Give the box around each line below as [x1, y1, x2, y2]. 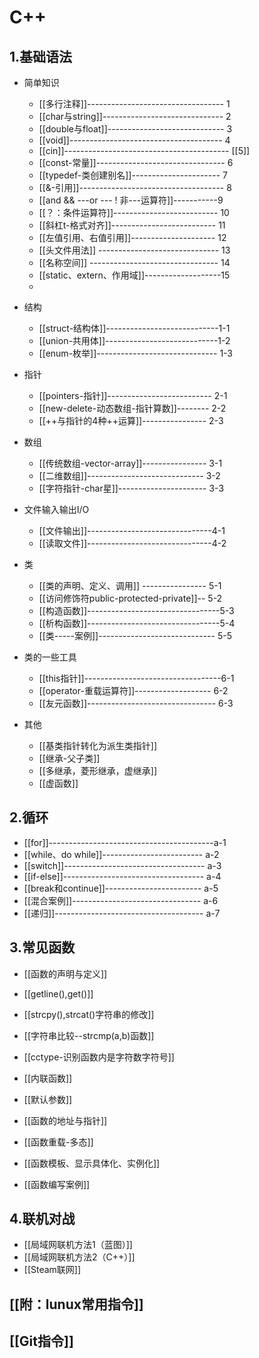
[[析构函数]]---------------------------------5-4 [38, 617, 236, 629]
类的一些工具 [23, 651, 77, 663]
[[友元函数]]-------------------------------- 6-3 [38, 697, 234, 709]
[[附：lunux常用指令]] [9, 1296, 144, 1313]
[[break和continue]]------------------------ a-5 [23, 882, 219, 894]
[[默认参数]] [23, 1093, 73, 1105]
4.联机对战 [9, 1211, 76, 1228]
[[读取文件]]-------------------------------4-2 [38, 537, 227, 549]
